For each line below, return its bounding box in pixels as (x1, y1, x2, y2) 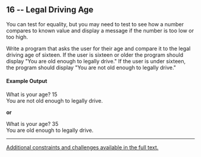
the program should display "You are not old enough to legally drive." (6, 64, 176, 71)
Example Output (6, 78, 48, 85)
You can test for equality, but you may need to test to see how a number (6, 20, 184, 27)
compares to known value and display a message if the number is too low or (6, 27, 194, 34)
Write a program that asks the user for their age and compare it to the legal (6, 45, 191, 52)
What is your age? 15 (6, 91, 58, 98)
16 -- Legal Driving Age (6, 5, 94, 15)
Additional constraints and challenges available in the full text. (6, 144, 159, 151)
